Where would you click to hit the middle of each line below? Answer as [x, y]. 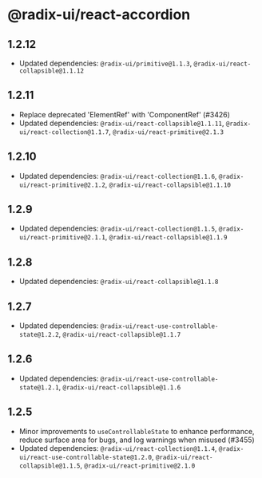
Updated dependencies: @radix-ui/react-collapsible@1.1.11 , [121, 123]
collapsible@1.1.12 [52, 71]
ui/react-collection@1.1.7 [64, 132]
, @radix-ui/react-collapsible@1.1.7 [120, 334]
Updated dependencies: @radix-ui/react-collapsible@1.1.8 [119, 282]
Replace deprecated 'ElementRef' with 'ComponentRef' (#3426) [125, 114]
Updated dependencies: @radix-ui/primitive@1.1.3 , [105, 63]
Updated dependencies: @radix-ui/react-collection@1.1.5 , [118, 228]
